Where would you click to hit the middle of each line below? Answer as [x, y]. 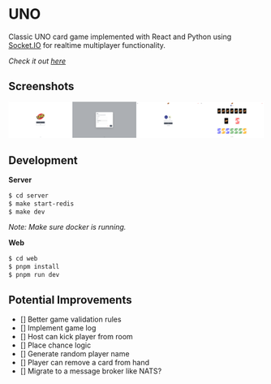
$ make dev [27, 212]
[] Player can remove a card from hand [85, 363]
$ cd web [23, 259]
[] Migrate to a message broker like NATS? [91, 371]
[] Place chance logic [56, 345]
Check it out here [37, 61]
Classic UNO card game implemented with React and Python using [120, 37]
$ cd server [28, 196]
